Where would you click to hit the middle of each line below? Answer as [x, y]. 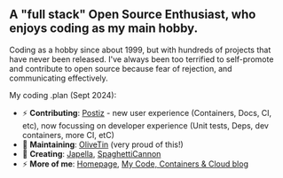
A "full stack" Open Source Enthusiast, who [133, 15]
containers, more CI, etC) [68, 135]
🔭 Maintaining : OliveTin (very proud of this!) [102, 144]
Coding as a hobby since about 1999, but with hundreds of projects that [140, 50]
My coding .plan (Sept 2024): [63, 95]
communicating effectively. [59, 78]
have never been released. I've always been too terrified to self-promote [141, 59]
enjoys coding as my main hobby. [103, 29]
